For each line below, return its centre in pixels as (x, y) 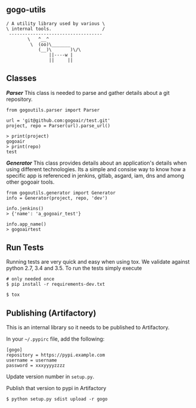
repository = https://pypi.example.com (56, 355)
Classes (21, 78)
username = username (32, 360)
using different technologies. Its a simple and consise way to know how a (96, 169)
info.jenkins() (25, 208)
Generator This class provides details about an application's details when (97, 163)
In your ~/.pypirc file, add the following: (55, 339)
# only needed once (30, 279)
